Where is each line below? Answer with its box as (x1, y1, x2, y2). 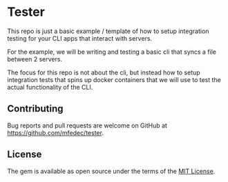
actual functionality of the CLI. (7, 83, 93, 91)
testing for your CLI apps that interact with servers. (7, 34, 153, 42)
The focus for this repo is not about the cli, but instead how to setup (7, 68, 200, 77)
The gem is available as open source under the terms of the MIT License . (7, 167, 216, 175)
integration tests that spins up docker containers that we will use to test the (7, 75, 221, 83)
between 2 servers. (7, 54, 63, 63)
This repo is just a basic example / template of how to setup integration (7, 27, 209, 35)
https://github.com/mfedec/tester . (7, 128, 104, 136)
